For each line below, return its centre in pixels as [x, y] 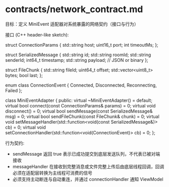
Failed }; [14, 90]
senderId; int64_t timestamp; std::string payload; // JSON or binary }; [77, 60]
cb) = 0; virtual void [26, 127]
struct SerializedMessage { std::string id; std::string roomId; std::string [78, 55]
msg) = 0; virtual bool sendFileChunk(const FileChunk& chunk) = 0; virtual [82, 116]
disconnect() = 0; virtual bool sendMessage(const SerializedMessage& [79, 111]
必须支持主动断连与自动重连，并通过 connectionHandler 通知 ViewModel [88, 179]
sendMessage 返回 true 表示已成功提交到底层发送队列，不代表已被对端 [86, 154]
